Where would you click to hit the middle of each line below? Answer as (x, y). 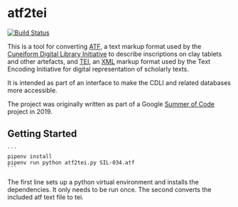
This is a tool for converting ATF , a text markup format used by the (104, 46)
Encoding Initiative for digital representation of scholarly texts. (98, 69)
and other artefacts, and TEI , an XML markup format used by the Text (109, 61)
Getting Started (42, 134)
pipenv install (30, 156)
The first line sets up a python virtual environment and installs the (103, 181)
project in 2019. (30, 111)
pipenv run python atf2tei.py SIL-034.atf (71, 162)
